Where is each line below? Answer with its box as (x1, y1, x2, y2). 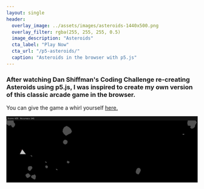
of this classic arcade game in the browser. (6, 90, 135, 99)
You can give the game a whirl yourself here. (6, 104, 118, 111)
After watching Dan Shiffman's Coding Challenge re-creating (6, 75, 190, 84)
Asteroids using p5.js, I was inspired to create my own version (6, 82, 193, 91)
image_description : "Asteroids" (12, 35, 94, 42)
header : (6, 16, 26, 22)
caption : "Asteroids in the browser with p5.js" (12, 55, 137, 61)
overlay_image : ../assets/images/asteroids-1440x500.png (12, 22, 159, 28)
